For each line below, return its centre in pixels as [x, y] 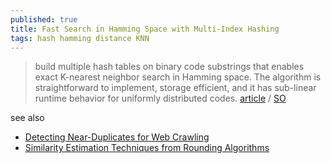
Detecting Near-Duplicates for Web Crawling [117, 137]
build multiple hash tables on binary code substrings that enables [169, 67]
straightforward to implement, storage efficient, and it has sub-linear [175, 88]
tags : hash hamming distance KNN [80, 38]
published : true [44, 19]
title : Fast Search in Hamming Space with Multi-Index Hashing [145, 29]
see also [27, 118]
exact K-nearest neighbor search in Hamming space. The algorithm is [178, 77]
